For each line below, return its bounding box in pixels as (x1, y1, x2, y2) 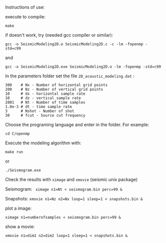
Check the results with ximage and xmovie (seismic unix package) (5, 177, 138, 182)
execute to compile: (5, 14, 46, 19)
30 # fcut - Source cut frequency (5, 113, 85, 118)
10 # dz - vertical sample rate (5, 96, 81, 101)
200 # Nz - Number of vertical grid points (5, 87, 103, 92)
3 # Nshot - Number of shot (5, 109, 75, 114)
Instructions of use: (5, 4, 45, 10)
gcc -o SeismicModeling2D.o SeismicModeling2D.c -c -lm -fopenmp (5, 42, 143, 47)
